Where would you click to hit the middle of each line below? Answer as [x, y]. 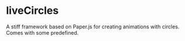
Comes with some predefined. [42, 32]
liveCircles [32, 11]
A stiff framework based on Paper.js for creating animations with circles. [93, 27]
